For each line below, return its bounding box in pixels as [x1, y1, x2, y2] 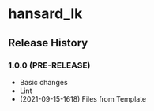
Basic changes [19, 77, 69, 87]
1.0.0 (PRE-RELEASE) [8, 60, 91, 71]
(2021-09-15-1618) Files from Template [19, 94, 147, 103]
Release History [8, 36, 88, 50]
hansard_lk [8, 5, 83, 23]
